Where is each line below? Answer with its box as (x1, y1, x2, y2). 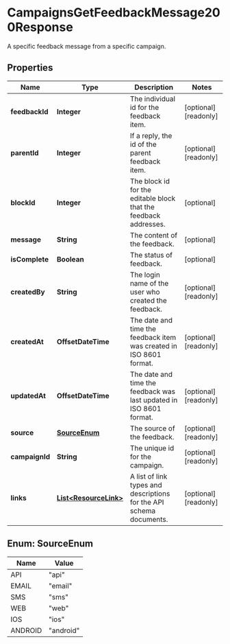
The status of (129, 250, 173, 260)
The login (129, 270, 161, 279)
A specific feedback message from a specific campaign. (7, 42, 166, 50)
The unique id (129, 443, 175, 452)
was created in (129, 341, 178, 351)
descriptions (129, 489, 170, 498)
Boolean (56, 254, 84, 264)
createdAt (10, 336, 44, 346)
